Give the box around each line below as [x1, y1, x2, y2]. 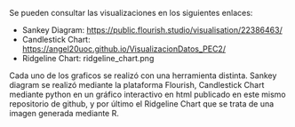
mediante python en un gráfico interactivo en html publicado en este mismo [9, 89, 286, 99]
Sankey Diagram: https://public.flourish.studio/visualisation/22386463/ [21, 25, 283, 35]
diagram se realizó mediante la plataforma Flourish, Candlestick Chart [9, 80, 265, 90]
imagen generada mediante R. [9, 108, 120, 118]
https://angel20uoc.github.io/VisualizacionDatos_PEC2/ [21, 44, 227, 54]
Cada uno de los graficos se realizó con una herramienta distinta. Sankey [9, 70, 277, 81]
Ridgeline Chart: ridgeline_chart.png [21, 53, 155, 63]
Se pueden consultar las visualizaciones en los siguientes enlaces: [9, 8, 253, 18]
